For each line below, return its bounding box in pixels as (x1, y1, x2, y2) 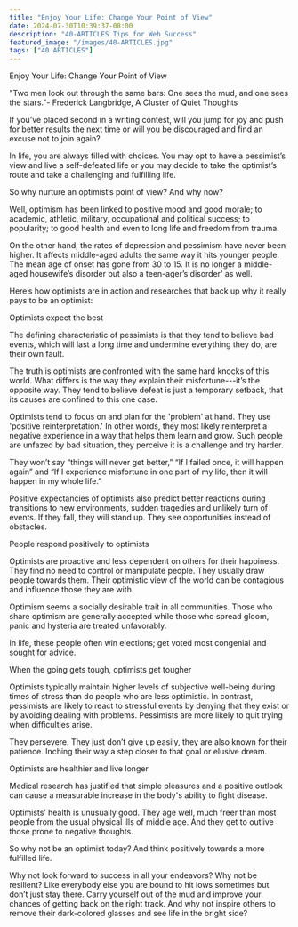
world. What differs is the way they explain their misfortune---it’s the (9, 375, 261, 386)
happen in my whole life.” (9, 476, 102, 487)
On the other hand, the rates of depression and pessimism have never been (9, 240, 286, 251)
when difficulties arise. (9, 720, 93, 730)
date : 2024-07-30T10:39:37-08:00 (9, 21, 133, 30)
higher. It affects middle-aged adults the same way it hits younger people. (9, 250, 280, 261)
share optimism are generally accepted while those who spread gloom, (9, 611, 270, 622)
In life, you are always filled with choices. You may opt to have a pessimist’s (9, 150, 286, 161)
